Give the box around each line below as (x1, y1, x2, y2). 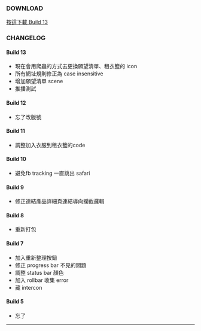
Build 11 (6, 127, 25, 135)
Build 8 (6, 211, 24, 219)
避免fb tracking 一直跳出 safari (14, 169, 90, 177)
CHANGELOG (6, 34, 46, 42)
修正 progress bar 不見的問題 (14, 262, 87, 269)
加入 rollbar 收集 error (14, 277, 69, 284)
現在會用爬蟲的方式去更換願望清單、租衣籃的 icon (14, 63, 138, 70)
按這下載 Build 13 (6, 19, 48, 26)
